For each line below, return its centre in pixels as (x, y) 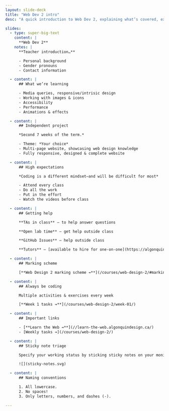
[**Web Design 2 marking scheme (52, 272)
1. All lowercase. (38, 387)
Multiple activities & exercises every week (66, 296)
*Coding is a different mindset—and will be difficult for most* (88, 176)
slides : (13, 28)
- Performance (33, 107)
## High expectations (41, 167)
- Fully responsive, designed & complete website (71, 153)
